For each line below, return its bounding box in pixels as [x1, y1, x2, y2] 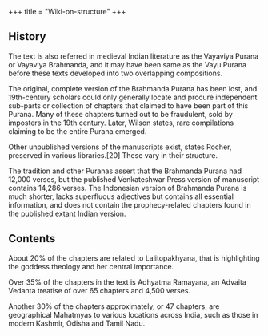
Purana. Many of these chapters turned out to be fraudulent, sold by [8, 109, 234, 119]
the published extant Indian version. [8, 208, 126, 218]
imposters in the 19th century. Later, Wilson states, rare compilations [8, 118, 234, 128]
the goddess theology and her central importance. [8, 261, 174, 271]
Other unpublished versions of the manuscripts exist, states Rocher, [8, 142, 232, 152]
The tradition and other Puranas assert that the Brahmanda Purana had [8, 166, 242, 176]
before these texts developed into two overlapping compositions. [8, 68, 222, 78]
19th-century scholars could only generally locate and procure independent [8, 92, 258, 102]
